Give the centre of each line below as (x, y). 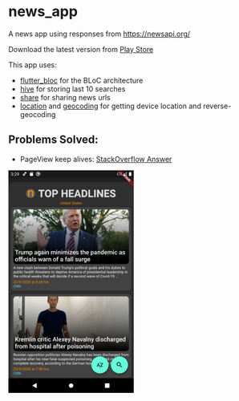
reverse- (217, 106)
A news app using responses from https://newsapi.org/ (99, 34)
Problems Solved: (53, 140)
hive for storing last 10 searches (73, 89)
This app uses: (33, 65)
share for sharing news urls (65, 97)
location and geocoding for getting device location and (111, 106)
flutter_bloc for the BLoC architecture (81, 80)
